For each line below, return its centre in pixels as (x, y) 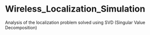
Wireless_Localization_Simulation (75, 9)
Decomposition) (21, 27)
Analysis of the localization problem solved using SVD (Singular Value (75, 22)
